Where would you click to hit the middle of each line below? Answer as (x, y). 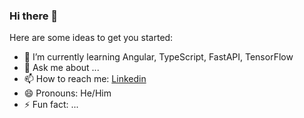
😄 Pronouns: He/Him (67, 93)
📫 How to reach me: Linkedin (85, 79)
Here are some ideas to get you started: (91, 38)
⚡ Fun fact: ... (51, 105)
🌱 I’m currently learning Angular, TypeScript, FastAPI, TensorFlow (158, 57)
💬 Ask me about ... (61, 68)
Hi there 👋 (34, 16)
